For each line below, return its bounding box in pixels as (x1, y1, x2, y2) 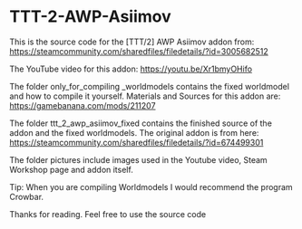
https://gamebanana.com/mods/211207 (9, 100, 156, 110)
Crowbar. (9, 191, 44, 202)
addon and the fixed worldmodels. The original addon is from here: (9, 127, 259, 138)
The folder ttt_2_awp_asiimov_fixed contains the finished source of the (9, 118, 272, 129)
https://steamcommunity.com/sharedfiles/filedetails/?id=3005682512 (9, 45, 269, 56)
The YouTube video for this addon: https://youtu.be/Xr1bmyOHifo (9, 63, 252, 74)
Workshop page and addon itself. (9, 164, 133, 175)
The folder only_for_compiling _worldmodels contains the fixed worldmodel (9, 81, 290, 91)
